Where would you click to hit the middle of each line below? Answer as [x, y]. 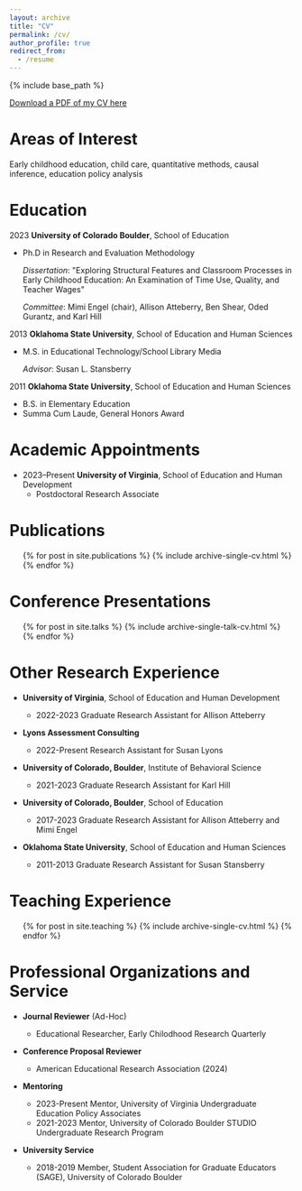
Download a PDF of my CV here [69, 103]
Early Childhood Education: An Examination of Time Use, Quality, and [151, 280]
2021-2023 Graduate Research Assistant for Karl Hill [133, 785]
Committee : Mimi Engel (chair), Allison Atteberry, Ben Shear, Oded [145, 307]
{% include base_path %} [57, 85]
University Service [58, 1149]
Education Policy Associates [88, 1113]
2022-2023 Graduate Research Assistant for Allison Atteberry [151, 715]
